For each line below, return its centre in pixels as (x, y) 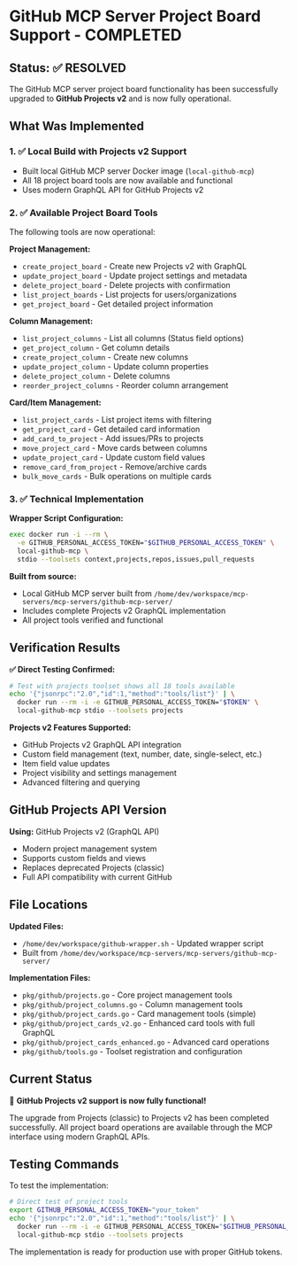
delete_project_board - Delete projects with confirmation (126, 284)
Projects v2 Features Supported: (70, 727)
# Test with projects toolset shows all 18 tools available (122, 686)
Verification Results (65, 648)
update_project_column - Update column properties (115, 366)
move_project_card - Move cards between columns (114, 447)
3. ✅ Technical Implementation (76, 499)
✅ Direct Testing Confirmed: (62, 669)
